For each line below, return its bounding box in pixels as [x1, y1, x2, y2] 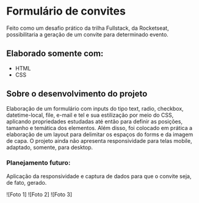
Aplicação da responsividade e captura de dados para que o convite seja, [6, 172, 192, 180]
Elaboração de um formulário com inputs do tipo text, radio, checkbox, [6, 105, 184, 112]
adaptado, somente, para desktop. [6, 143, 93, 151]
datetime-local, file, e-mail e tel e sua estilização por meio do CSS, [6, 111, 174, 119]
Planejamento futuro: [6, 159, 71, 167]
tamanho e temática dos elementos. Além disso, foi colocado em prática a [6, 124, 193, 131]
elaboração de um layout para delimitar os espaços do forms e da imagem [6, 131, 194, 138]
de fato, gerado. [6, 179, 47, 186]
